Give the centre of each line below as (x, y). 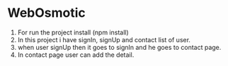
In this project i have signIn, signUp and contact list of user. (104, 39)
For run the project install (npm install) (73, 32)
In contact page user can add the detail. (76, 55)
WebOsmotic (47, 13)
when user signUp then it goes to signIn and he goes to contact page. (119, 47)
